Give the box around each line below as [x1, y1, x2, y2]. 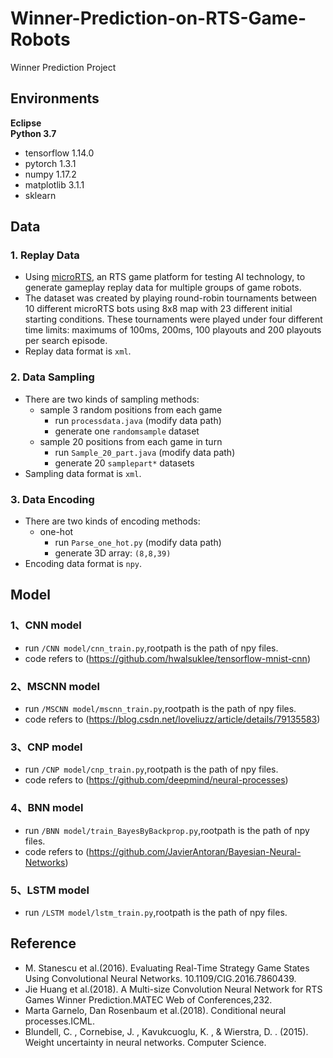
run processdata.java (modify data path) [54, 414, 222, 426]
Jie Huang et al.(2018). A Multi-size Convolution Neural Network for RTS [24, 983, 323, 995]
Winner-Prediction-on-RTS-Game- [10, 7, 307, 30]
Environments [10, 90, 100, 107]
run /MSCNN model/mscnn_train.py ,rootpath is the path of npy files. [24, 703, 297, 715]
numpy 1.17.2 [24, 168, 77, 180]
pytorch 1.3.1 [24, 157, 77, 169]
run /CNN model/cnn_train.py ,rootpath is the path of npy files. [24, 642, 279, 654]
